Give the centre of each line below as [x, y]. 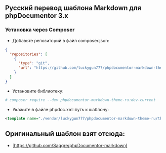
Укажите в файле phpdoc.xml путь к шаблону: [61, 109]
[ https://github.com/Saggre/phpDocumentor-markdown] [70, 146]
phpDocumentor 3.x [37, 16]
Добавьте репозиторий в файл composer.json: [61, 40]
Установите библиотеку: [38, 91]
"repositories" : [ [29, 54]
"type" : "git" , [34, 63]
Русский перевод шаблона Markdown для [73, 8]
